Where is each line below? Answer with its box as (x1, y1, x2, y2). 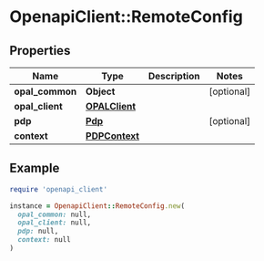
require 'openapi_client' (9, 184, 107, 193)
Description (147, 70, 200, 82)
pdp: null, (17, 226, 59, 236)
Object (85, 85, 116, 98)
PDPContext (85, 130, 139, 142)
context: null (17, 235, 71, 245)
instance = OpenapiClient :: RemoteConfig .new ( (9, 201, 185, 211)
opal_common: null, (17, 210, 92, 219)
